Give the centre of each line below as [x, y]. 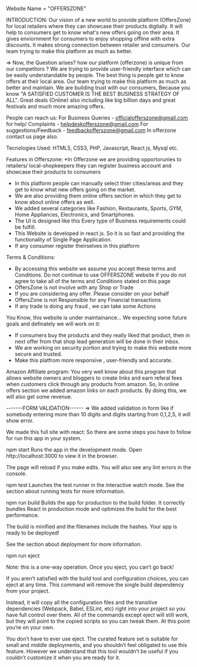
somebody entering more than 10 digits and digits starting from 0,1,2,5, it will [98, 414]
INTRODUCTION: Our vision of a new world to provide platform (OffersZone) [98, 20]
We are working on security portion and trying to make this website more [103, 348]
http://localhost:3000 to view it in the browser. [62, 456]
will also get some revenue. [39, 396]
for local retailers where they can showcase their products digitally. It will [94, 26]
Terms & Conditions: [31, 257]
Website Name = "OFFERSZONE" [46, 9]
